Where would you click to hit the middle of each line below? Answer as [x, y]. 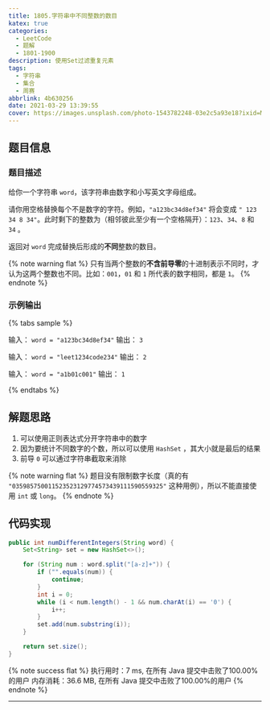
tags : [17, 69]
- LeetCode [34, 38]
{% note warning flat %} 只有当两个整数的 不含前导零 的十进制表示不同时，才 [134, 264]
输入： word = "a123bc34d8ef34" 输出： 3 [76, 339]
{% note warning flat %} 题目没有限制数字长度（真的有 [98, 475]
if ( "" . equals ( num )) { [75, 572]
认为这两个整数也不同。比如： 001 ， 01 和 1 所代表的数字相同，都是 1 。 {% [129, 273]
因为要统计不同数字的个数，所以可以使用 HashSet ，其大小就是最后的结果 [140, 448]
